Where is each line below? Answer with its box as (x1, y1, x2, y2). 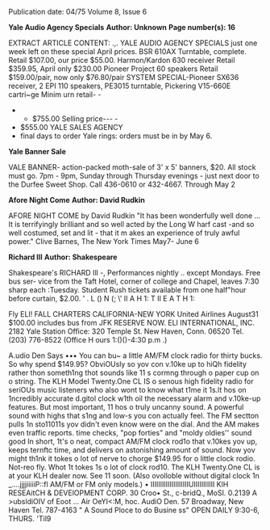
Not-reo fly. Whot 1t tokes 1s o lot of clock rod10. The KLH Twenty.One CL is (8, 462, 260, 472)
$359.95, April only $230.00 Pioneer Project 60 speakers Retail (8, 64, 218, 74)
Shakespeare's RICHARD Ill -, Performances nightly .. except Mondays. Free (8, 268, 261, 277)
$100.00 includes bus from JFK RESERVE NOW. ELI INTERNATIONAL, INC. (8, 318, 255, 327)
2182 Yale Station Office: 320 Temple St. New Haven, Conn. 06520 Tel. (8, 326, 244, 336)
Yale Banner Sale (8, 147, 66, 156)
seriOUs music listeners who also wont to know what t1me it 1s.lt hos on (8, 385, 247, 394)
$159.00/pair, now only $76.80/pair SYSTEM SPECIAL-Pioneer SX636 (8, 73, 239, 82)
